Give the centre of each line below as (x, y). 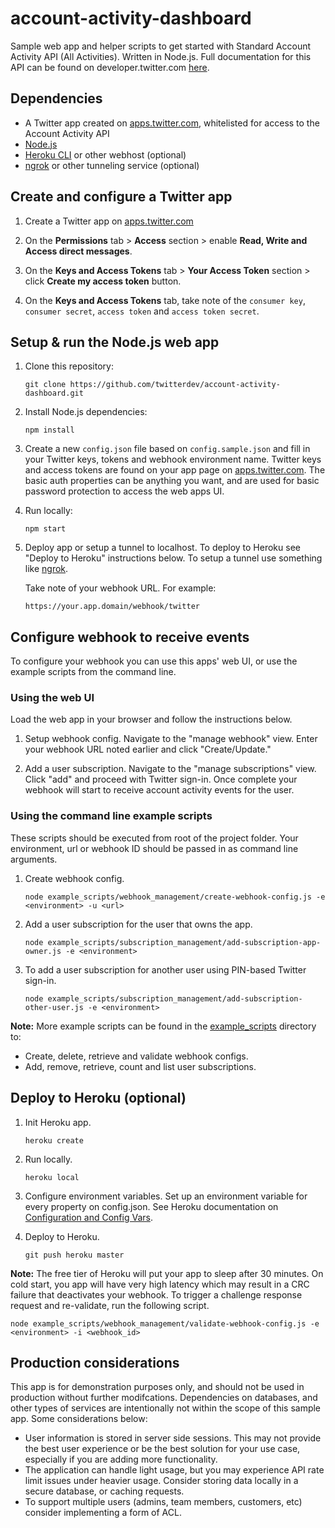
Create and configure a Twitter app (121, 197)
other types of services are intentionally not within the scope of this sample (166, 1408)
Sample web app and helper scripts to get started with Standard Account (161, 46)
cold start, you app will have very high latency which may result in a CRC (160, 1284)
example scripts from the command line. (93, 672)
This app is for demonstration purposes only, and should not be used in (157, 1387)
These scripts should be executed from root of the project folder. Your (154, 838)
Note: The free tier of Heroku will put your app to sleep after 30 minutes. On (167, 1273)
